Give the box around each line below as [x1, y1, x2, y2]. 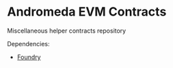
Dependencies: [7, 39, 50, 48]
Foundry [16, 52, 41, 61]
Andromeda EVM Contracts [7, 4, 167, 20]
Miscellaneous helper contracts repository [7, 27, 127, 35]
